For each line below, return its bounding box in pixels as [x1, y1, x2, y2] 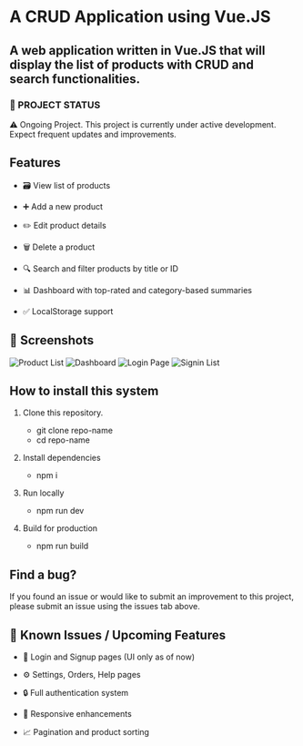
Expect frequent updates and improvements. [9, 128, 177, 139]
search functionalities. [9, 71, 141, 87]
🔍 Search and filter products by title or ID [22, 262, 179, 274]
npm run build [35, 540, 89, 552]
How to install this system [9, 383, 159, 398]
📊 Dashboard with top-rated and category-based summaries [22, 284, 253, 295]
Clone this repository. [22, 407, 104, 418]
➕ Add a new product [22, 200, 103, 211]
